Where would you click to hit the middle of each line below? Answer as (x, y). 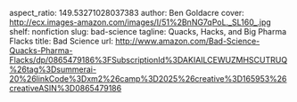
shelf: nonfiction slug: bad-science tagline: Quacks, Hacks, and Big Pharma (148, 31)
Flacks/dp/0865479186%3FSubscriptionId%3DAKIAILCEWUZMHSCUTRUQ (148, 60)
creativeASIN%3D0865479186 (66, 88)
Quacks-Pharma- (41, 51)
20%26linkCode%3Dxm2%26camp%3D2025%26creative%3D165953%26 (148, 78)
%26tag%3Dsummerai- (53, 69)
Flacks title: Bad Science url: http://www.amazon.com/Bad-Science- (135, 41)
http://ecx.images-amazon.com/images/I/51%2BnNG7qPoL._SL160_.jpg (140, 22)
